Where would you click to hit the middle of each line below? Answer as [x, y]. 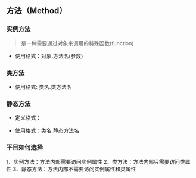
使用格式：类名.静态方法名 [47, 130]
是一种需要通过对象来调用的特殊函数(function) [77, 43]
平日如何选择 [25, 148]
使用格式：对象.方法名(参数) [49, 56]
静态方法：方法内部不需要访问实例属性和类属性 [79, 169]
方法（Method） [37, 11]
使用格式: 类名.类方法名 [43, 87]
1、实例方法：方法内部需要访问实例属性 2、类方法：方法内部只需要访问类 [96, 161]
